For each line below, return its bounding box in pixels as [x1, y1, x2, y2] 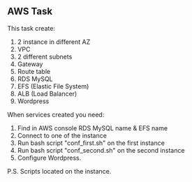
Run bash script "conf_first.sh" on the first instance [17, 139, 165, 147]
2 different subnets [17, 52, 73, 61]
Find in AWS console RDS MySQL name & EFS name [17, 123, 168, 132]
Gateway [17, 59, 43, 68]
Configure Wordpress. [17, 153, 82, 162]
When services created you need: [7, 110, 105, 119]
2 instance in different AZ [17, 38, 91, 46]
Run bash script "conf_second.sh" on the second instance [17, 146, 185, 154]
